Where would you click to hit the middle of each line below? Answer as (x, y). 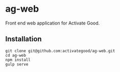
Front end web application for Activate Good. (53, 23)
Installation (23, 39)
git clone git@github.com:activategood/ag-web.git (60, 51)
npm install (18, 60)
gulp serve (17, 64)
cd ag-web (16, 55)
